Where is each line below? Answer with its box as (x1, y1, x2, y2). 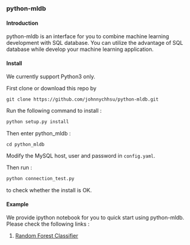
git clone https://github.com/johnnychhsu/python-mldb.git (6, 96, 159, 102)
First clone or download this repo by (6, 85, 97, 92)
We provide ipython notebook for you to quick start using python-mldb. (6, 214, 185, 221)
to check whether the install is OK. (6, 187, 92, 194)
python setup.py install (6, 119, 69, 125)
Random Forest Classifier (15, 232, 78, 240)
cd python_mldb (6, 141, 45, 148)
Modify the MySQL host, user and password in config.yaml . (6, 152, 156, 159)
